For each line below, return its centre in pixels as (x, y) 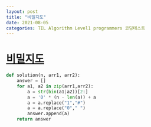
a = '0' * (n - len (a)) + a (62, 97)
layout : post (22, 12)
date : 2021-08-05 (27, 22)
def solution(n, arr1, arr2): (43, 75)
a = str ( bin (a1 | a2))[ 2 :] (58, 92)
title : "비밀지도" (26, 17)
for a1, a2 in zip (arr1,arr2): (55, 86)
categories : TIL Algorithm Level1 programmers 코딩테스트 (76, 28)
